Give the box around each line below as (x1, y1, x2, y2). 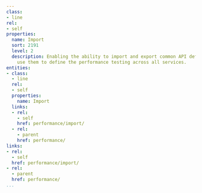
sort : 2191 (11, 43, 39, 49)
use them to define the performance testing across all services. (17, 59, 187, 65)
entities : (6, 64, 31, 71)
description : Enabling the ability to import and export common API (11, 54, 187, 60)
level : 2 (11, 48, 34, 54)
